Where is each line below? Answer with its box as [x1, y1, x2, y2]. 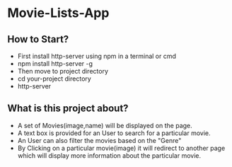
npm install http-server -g [17, 59, 93, 68]
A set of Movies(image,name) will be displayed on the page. [17, 121, 192, 129]
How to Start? [7, 33, 69, 45]
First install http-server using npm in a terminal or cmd [17, 52, 177, 60]
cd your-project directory [17, 74, 92, 83]
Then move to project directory [17, 67, 108, 75]
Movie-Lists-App [7, 5, 110, 21]
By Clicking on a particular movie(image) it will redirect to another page [17, 144, 226, 152]
